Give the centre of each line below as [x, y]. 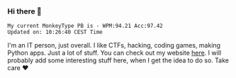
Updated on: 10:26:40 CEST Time [55, 32]
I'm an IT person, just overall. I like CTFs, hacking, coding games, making [114, 45]
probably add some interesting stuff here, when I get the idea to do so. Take [118, 60]
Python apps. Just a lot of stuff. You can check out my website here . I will [114, 53]
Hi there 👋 [25, 11]
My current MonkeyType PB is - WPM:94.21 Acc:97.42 [85, 26]
